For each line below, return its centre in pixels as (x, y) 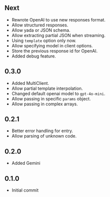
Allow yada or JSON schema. (41, 30)
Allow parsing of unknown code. (44, 136)
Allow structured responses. (40, 25)
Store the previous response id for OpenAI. (55, 51)
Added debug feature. (34, 56)
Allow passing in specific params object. (51, 98)
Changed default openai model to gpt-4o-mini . (58, 93)
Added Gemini (26, 163)
